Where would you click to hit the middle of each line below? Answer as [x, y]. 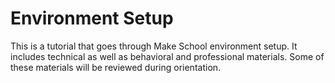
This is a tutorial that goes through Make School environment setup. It [154, 46]
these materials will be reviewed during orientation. [116, 67]
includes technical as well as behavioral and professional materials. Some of [167, 56]
